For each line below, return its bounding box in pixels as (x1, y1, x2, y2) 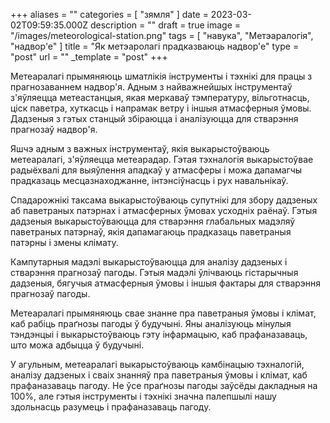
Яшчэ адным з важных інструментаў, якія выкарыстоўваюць (10, 143, 270, 154)
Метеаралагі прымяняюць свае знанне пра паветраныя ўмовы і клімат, (10, 307, 317, 319)
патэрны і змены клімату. (10, 237, 119, 248)
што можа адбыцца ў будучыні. (10, 339, 145, 351)
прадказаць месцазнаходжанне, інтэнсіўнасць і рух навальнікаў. (10, 175, 289, 186)
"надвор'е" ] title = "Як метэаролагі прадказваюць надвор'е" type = (10, 40, 300, 52)
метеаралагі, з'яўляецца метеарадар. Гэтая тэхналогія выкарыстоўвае (10, 154, 314, 165)
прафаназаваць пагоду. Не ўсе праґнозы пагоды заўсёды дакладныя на (10, 380, 318, 391)
